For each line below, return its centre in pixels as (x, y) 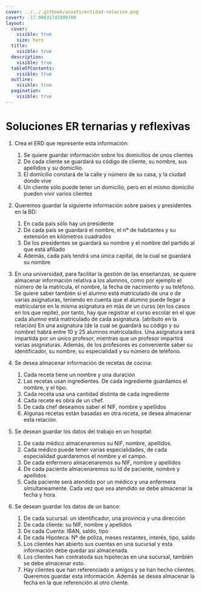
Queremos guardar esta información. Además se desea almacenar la (109, 576)
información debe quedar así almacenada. (76, 550)
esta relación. (41, 419)
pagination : (26, 91)
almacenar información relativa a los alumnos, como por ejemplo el (98, 280)
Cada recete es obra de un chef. (64, 400)
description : (28, 57)
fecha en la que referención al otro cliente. (76, 582)
